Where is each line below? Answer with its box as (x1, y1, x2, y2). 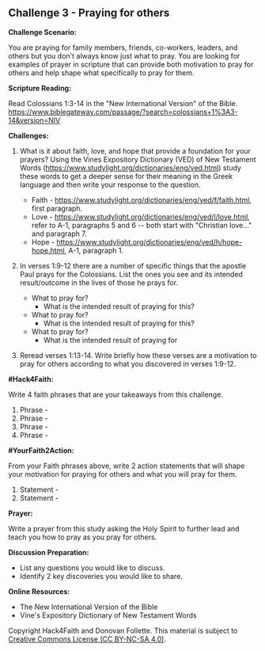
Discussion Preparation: (8, 547, 89, 557)
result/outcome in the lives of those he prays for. (19, 277, 179, 287)
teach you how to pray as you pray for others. (8, 532, 157, 542)
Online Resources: (8, 586, 70, 596)
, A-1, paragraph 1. (64, 246, 124, 255)
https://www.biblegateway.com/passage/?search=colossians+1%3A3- (8, 107, 239, 116)
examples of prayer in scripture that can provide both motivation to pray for (8, 59, 254, 69)
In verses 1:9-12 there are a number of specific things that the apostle (19, 261, 247, 270)
